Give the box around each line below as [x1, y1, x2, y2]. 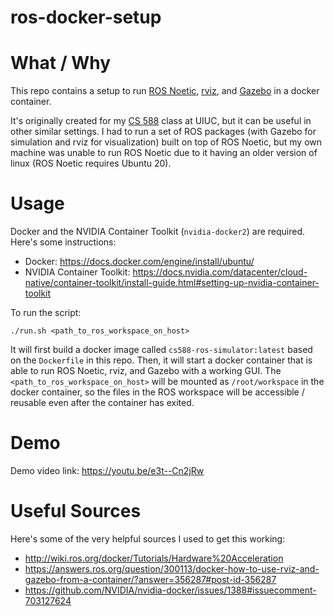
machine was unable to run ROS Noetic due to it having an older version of [10, 147, 318, 159]
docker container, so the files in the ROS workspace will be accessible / [10, 386, 305, 398]
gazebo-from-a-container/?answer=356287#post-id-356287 [24, 573, 277, 585]
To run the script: [10, 307, 82, 319]
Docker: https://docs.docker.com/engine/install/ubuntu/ [24, 256, 255, 268]
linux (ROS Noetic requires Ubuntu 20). [10, 157, 172, 170]
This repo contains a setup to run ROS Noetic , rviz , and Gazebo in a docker [10, 85, 320, 97]
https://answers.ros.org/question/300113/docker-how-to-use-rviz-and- [24, 562, 320, 575]
